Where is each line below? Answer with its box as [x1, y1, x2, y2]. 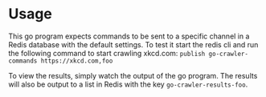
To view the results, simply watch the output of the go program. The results [8, 71, 258, 80]
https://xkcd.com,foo [40, 57, 113, 65]
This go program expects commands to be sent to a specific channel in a [8, 31, 250, 41]
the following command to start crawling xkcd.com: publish [8, 48, 206, 58]
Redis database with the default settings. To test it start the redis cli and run [8, 39, 259, 49]
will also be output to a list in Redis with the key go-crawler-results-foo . [8, 79, 248, 89]
